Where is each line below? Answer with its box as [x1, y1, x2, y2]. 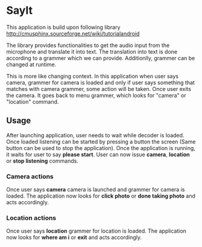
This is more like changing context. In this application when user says [6, 72, 179, 80]
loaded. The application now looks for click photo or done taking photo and [6, 192, 196, 199]
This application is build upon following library [6, 23, 121, 31]
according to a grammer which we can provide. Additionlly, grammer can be [6, 54, 195, 61]
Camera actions [6, 172, 54, 181]
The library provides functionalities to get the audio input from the [6, 42, 170, 49]
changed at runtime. [6, 61, 57, 68]
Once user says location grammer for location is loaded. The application [6, 227, 187, 235]
